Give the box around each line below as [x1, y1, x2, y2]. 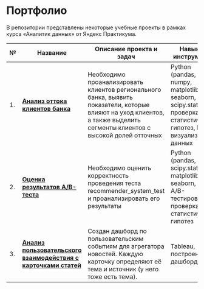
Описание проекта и [95, 44, 158, 53]
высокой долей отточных [87, 131, 163, 139]
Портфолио [6, 4, 67, 18]
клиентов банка [22, 104, 71, 113]
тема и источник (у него [87, 265, 159, 273]
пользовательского [22, 246, 82, 254]
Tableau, [171, 242, 195, 250]
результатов [22, 183, 60, 191]
